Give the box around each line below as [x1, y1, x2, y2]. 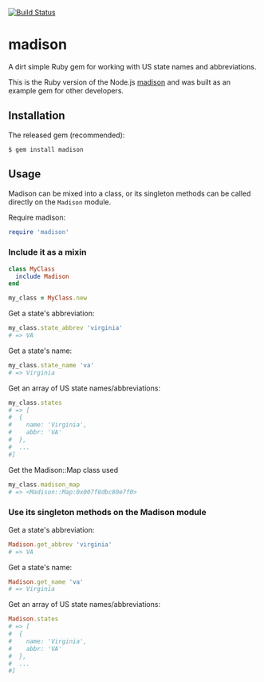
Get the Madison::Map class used [8, 465, 119, 474]
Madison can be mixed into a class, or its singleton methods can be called [8, 188, 251, 198]
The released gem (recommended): [8, 130, 125, 140]
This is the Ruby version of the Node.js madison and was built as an [8, 77, 231, 87]
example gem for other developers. [8, 85, 124, 95]
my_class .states [8, 398, 62, 406]
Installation [8, 109, 65, 123]
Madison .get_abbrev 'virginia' [8, 540, 112, 549]
